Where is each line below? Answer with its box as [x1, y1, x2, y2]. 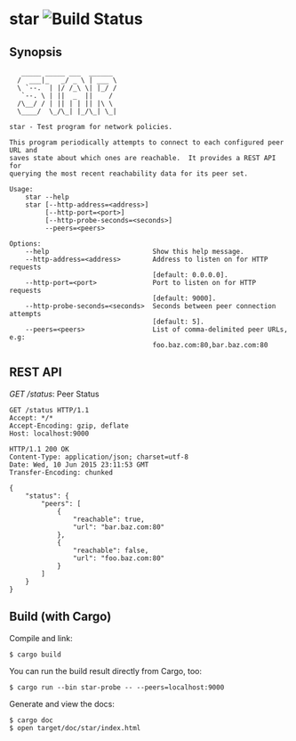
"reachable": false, [72, 546, 149, 555]
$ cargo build [9, 650, 62, 659]
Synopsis [9, 45, 62, 60]
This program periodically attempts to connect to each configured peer [9, 138, 284, 147]
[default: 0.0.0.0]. [152, 271, 228, 280]
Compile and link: [9, 632, 73, 643]
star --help [25, 192, 69, 201]
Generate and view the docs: [9, 698, 116, 709]
